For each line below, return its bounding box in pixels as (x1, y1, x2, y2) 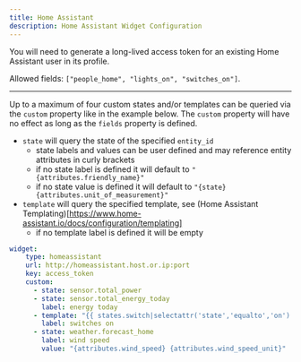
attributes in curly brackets (35, 154, 135, 165)
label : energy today (41, 302, 118, 312)
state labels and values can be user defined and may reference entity (35, 144, 292, 155)
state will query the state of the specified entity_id (21, 135, 214, 146)
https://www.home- (69, 208, 142, 219)
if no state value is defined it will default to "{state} (35, 181, 227, 192)
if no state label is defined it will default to (35, 163, 190, 175)
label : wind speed (41, 336, 110, 345)
